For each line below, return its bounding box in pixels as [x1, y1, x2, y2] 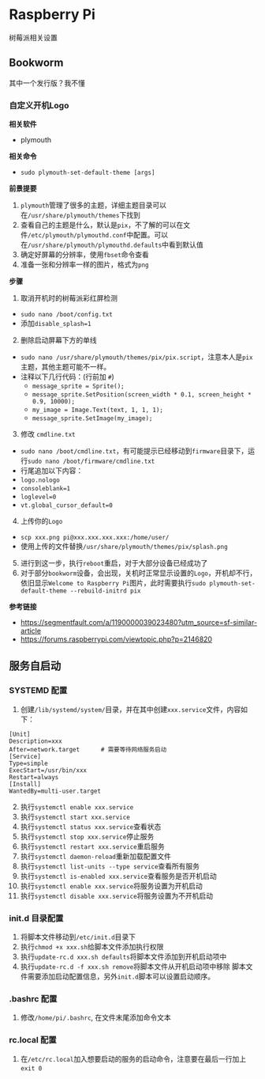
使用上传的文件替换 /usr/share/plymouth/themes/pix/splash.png [20, 542, 228, 551]
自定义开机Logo [9, 100, 69, 111]
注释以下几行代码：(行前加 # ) [20, 372, 115, 381]
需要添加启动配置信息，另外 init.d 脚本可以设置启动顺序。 [27, 971, 215, 982]
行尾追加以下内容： [20, 466, 84, 475]
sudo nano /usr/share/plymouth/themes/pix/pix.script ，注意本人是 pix [20, 352, 253, 362]
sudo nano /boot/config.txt [20, 311, 113, 319]
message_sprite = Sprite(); [32, 382, 125, 391]
